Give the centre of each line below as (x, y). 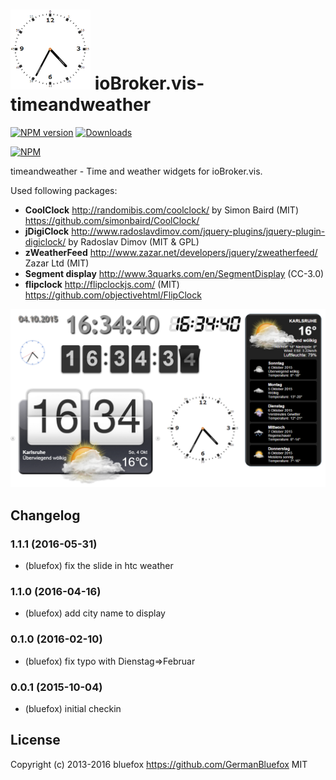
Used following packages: (64, 190)
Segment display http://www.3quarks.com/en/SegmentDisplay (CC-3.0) (174, 273)
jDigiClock (47, 231)
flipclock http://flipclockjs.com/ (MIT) (102, 284)
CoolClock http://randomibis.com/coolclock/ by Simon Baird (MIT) (161, 210)
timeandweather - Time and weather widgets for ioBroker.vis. (136, 171)
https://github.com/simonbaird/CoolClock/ (112, 220)
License (35, 740)
